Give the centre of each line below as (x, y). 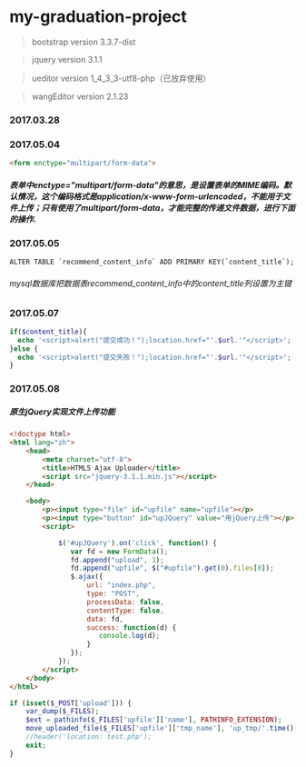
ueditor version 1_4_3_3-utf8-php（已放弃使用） (121, 78)
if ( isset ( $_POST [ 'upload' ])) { (70, 703)
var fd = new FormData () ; (119, 552)
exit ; (36, 745)
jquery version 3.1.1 (67, 59)
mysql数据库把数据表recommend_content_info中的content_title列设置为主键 (151, 283)
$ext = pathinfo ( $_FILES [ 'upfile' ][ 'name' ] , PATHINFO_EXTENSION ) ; (154, 720)
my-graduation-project (99, 17)
